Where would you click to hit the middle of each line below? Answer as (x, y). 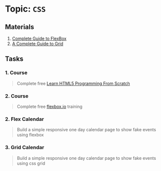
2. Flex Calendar (25, 119)
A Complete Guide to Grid (38, 44)
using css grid (31, 163)
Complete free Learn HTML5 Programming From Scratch (73, 83)
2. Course (17, 96)
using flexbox (30, 135)
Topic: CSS (25, 9)
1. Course (16, 73)
